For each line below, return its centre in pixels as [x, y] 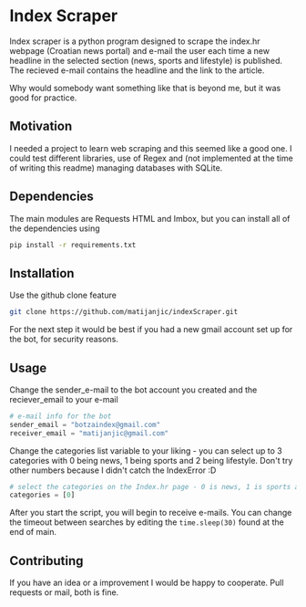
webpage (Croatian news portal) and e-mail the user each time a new [140, 50]
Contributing [46, 561]
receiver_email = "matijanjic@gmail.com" [89, 433]
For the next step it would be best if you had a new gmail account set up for [151, 330]
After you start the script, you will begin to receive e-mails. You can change [151, 513]
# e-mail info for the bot [61, 416]
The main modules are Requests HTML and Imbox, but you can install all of [150, 218]
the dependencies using [55, 228]
